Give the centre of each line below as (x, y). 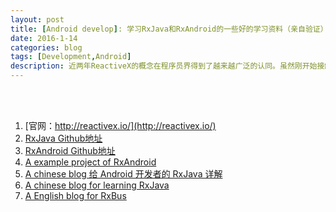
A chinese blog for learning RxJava (97, 185)
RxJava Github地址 (63, 138)
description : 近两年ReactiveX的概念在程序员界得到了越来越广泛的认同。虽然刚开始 (164, 66)
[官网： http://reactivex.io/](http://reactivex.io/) (120, 125)
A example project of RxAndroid (90, 162)
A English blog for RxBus (75, 195)
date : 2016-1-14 (44, 38)
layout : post (37, 19)
